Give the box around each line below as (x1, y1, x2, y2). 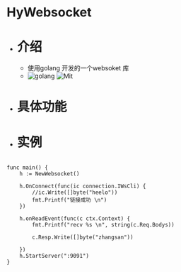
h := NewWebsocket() (19, 170, 80, 178)
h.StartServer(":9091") (19, 253, 90, 260)
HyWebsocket (6, 4, 92, 21)
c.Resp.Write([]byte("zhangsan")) (32, 234, 134, 241)
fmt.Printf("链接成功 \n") (32, 197, 107, 204)
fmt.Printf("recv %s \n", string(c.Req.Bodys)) (32, 222, 175, 229)
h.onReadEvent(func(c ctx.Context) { (19, 215, 131, 222)
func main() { (6, 164, 49, 171)
